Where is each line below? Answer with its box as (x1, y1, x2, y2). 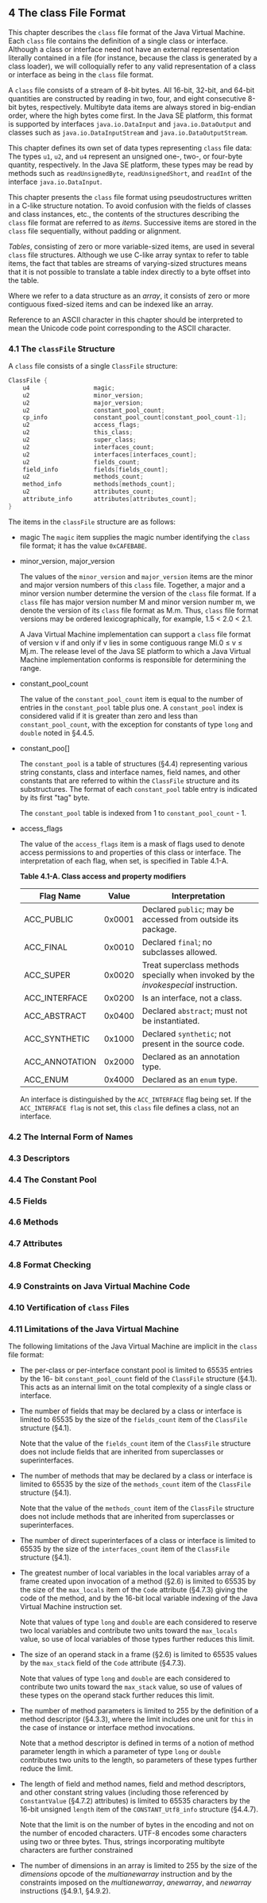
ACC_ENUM (23, 1074, 69, 1085)
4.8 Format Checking (8, 1259, 91, 1271)
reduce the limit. (19, 1764, 73, 1773)
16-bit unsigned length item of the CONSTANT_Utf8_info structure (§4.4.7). (19, 1804, 258, 1815)
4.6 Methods (8, 1216, 59, 1228)
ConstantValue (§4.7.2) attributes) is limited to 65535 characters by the (19, 1796, 250, 1806)
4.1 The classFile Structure (8, 343, 115, 354)
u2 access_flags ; (22, 421, 141, 429)
